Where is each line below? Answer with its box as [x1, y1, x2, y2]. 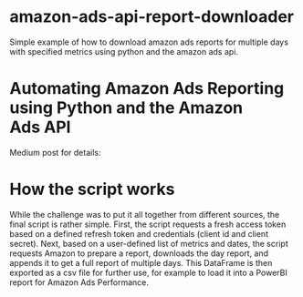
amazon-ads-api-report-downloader [9, 6, 295, 27]
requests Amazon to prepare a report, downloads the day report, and [9, 248, 269, 259]
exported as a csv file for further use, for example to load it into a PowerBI [9, 267, 287, 278]
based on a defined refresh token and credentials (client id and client [9, 228, 269, 239]
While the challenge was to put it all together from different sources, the [9, 209, 280, 220]
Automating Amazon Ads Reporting [9, 78, 285, 99]
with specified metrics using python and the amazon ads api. [9, 46, 239, 56]
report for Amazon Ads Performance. [9, 276, 149, 288]
